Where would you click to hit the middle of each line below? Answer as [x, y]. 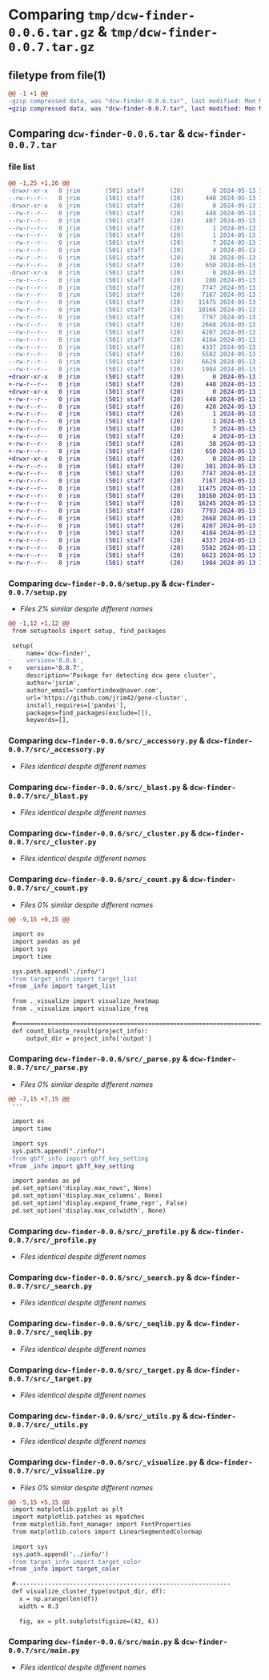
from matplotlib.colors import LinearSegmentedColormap [107, 1532]
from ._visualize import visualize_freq [80, 1009]
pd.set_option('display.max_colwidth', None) [89, 1210]
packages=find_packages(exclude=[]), [89, 713]
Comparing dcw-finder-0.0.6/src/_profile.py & [102, 1231]
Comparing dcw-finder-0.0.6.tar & [97, 134]
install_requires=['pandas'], [76, 705]
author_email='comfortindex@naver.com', [94, 690]
